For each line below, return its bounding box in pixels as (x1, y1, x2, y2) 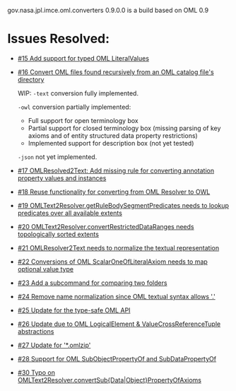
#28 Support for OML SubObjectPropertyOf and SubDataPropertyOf (17, 354, 217, 363)
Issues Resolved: (7, 31, 110, 47)
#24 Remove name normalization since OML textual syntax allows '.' (17, 292, 216, 300)
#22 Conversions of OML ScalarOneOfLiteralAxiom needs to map (17, 257, 208, 266)
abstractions (17, 327, 54, 335)
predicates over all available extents (17, 209, 122, 217)
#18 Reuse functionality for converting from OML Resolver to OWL (17, 187, 211, 196)
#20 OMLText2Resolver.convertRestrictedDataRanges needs (17, 222, 194, 230)
